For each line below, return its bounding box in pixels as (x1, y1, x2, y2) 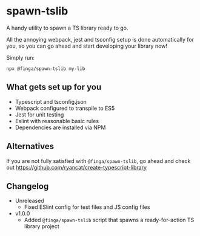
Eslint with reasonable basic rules (15, 117, 99, 124)
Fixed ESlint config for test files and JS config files (24, 203, 150, 211)
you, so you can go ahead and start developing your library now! (6, 42, 168, 49)
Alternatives (6, 141, 55, 151)
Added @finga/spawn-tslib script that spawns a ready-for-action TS (24, 216, 195, 224)
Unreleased (15, 197, 44, 205)
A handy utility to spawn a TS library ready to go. (6, 24, 128, 31)
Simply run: (6, 54, 35, 61)
